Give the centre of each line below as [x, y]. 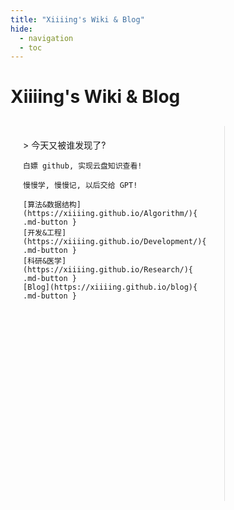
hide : [21, 29]
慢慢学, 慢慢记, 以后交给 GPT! [80, 186]
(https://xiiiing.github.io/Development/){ [115, 242]
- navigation [46, 38]
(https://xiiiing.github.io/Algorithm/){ [110, 214]
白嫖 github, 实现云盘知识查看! [83, 166]
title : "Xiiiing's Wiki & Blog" [77, 19]
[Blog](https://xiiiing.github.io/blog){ [110, 287]
